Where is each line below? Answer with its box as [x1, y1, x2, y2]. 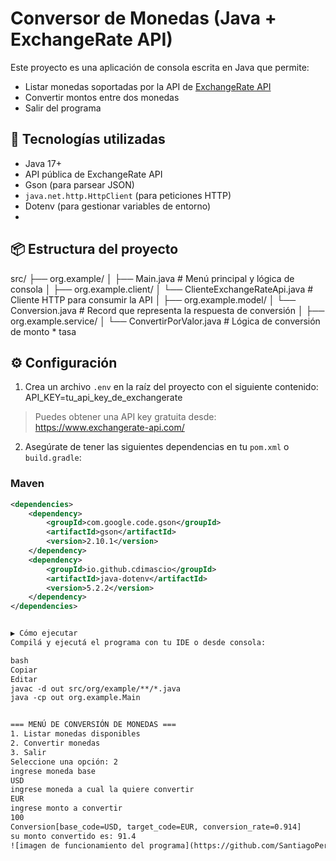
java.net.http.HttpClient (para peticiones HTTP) [24, 189, 232, 201]
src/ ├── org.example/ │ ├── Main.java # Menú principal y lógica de [10, 272, 295, 284]
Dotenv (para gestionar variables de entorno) [24, 200, 212, 212]
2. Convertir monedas [10, 738, 101, 749]
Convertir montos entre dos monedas [24, 91, 180, 103]
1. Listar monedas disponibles [10, 729, 141, 739]
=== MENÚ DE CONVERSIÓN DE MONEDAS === [10, 720, 177, 730]
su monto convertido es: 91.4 [10, 831, 137, 841]
